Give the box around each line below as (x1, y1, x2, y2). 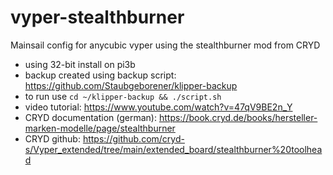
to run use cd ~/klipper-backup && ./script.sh (24, 90, 222, 102)
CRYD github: (24, 132, 81, 145)
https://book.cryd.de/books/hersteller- (158, 111, 318, 123)
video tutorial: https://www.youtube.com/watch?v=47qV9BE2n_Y (24, 101, 293, 113)
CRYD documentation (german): (24, 111, 157, 123)
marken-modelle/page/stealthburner (24, 122, 176, 134)
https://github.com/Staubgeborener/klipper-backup (24, 79, 238, 91)
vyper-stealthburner (10, 6, 185, 29)
